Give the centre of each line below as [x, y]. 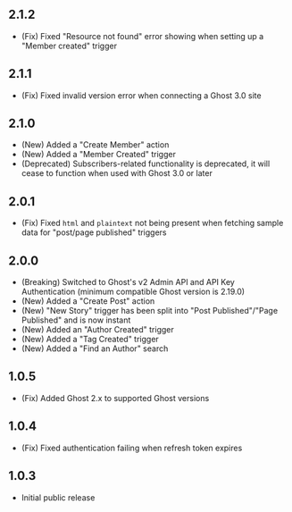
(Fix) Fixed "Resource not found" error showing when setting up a [142, 36]
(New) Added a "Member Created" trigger [98, 155]
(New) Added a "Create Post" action [88, 301]
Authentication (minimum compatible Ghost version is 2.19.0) [133, 292]
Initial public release [58, 497]
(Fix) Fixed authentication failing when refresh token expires [132, 448]
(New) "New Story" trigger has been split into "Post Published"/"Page [150, 311]
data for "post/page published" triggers [94, 232]
